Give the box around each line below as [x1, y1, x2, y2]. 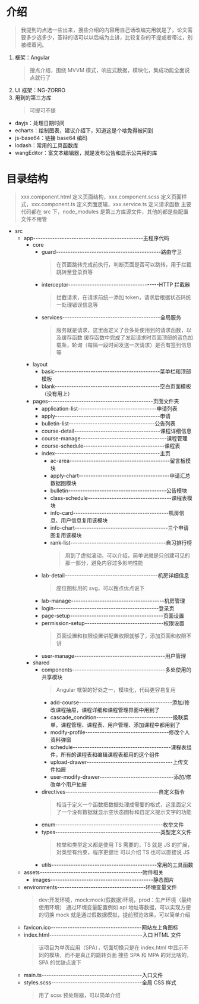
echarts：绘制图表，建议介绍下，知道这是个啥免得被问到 [14, 126, 153, 134]
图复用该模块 [50, 531, 82, 539]
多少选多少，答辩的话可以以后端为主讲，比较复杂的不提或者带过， [26, 33, 188, 41]
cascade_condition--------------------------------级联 [50, 713, 184, 721]
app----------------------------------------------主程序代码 [23, 234, 169, 241]
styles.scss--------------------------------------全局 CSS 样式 [23, 978, 176, 986]
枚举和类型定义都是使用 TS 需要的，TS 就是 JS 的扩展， [56, 841, 193, 848]
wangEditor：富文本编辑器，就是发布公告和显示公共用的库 [14, 149, 157, 156]
